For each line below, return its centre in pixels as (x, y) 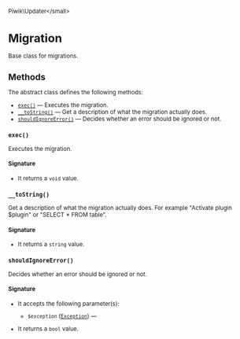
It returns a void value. (48, 178)
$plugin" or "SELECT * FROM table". (58, 215)
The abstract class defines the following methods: (76, 93)
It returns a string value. (51, 245)
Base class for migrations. (43, 56)
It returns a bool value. (48, 329)
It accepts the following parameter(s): (68, 304)
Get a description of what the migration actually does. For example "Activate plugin (120, 208)
